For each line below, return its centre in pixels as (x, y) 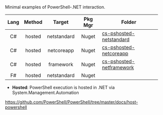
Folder (129, 22)
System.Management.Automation (45, 93)
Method (33, 22)
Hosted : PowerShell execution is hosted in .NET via (63, 87)
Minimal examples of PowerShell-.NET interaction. (55, 7)
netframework (118, 67)
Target (61, 22)
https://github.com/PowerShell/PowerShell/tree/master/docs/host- (72, 102)
